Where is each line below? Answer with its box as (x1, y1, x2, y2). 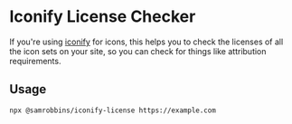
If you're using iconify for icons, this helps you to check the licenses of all (9, 36, 284, 47)
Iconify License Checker (9, 6, 196, 27)
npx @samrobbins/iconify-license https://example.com (9, 106, 217, 115)
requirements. (9, 55, 61, 66)
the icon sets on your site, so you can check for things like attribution (9, 45, 267, 56)
